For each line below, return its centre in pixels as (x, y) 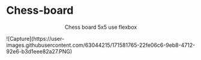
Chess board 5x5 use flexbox (101, 27)
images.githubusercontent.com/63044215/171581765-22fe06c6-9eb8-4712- (101, 45)
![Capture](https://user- (35, 38)
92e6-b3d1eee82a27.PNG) (39, 51)
